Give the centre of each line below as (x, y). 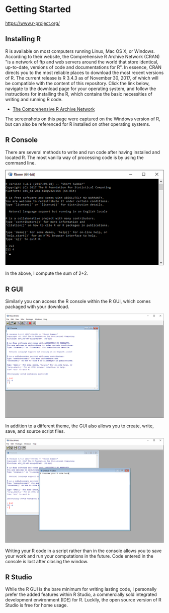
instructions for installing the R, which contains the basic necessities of (79, 94)
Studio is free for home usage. (37, 605)
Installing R (23, 39)
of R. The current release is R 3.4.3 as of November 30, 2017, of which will (82, 78)
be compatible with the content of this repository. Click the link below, (77, 83)
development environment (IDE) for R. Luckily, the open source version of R (83, 600)
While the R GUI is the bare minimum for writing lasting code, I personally (81, 589)
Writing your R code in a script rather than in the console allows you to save (83, 551)
